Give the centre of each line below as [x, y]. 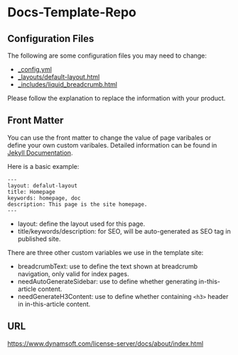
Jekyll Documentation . [40, 153]
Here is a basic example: [43, 166]
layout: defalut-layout [43, 185]
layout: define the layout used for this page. [81, 224]
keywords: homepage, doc [44, 198]
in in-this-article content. [54, 304]
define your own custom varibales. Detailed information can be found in [112, 145]
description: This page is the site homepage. [77, 204]
